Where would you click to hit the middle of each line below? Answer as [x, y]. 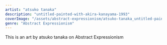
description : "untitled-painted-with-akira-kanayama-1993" [68, 14]
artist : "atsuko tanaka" [31, 10]
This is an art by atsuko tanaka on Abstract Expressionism [64, 37]
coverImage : [17, 19]
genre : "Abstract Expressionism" [40, 23]
